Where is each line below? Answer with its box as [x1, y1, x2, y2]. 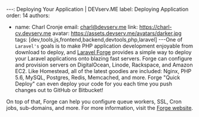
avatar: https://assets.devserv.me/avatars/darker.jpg [52, 30, 182, 37]
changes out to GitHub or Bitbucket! [14, 87, 103, 93]
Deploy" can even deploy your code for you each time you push [14, 80, 172, 87]
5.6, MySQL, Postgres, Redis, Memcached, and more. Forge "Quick [14, 74, 180, 81]
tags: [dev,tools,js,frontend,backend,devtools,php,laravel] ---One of [14, 36, 183, 43]
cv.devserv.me [14, 30, 51, 37]
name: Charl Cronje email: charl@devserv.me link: [14, 24, 139, 30]
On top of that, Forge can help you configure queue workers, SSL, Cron [6, 98, 182, 105]
